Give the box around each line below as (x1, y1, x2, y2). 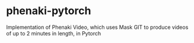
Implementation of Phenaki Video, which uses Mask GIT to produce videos (6, 24, 189, 31)
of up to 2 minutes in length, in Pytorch (6, 29, 101, 37)
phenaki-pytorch (6, 4, 91, 18)
